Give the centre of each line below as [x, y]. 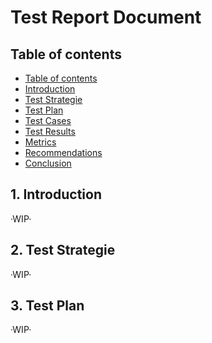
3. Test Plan [47, 306]
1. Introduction [56, 194]
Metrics [40, 142]
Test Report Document [106, 17]
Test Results [50, 131]
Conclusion [48, 163]
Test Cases [48, 120]
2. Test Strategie [63, 250]
